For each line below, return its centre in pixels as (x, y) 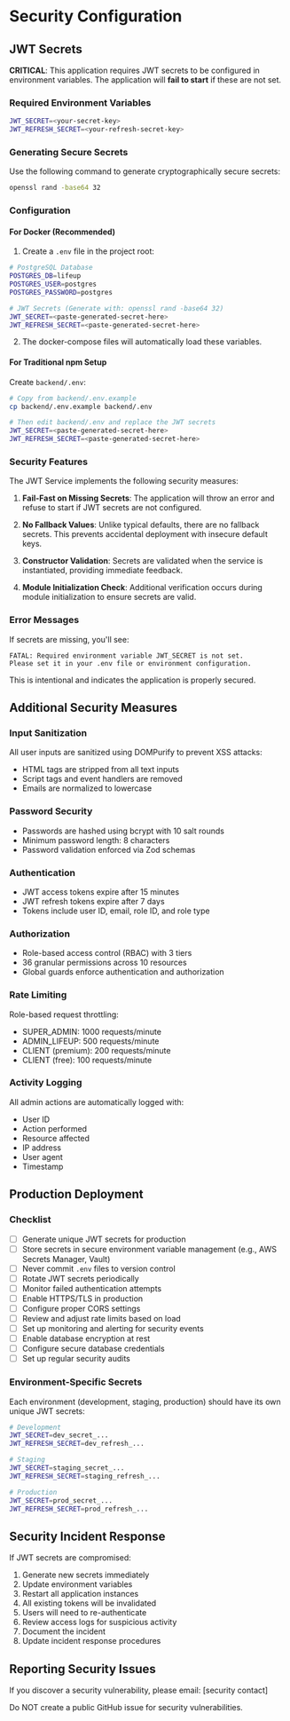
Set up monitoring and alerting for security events (113, 1328)
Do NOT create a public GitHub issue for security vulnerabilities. (126, 1708)
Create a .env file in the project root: (88, 251)
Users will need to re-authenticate (84, 1613)
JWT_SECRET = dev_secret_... (59, 1435)
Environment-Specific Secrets (76, 1382)
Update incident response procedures (91, 1641)
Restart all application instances (80, 1594)
